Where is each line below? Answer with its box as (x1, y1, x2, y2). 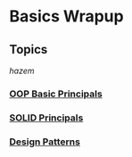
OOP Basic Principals (9, 87, 103, 100)
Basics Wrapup (9, 6, 124, 27)
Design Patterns (9, 136, 80, 148)
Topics (9, 42, 48, 57)
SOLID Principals (9, 112, 84, 124)
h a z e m (9, 65, 35, 76)
